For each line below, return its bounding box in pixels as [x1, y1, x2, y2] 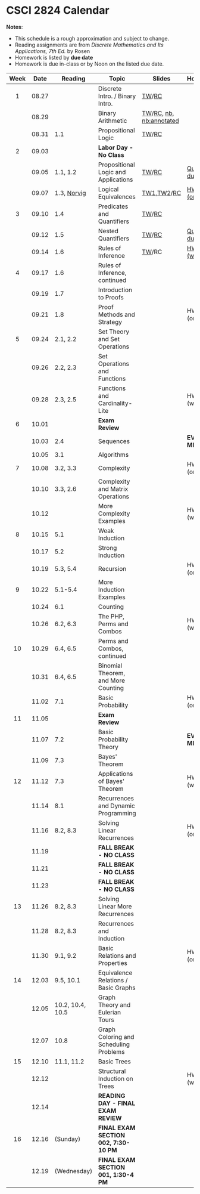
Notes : [6, 23, 23, 30]
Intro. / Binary [98, 92, 136, 100]
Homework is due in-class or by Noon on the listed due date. [14, 60, 164, 67]
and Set [98, 335, 120, 343]
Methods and [98, 310, 136, 318]
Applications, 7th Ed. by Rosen [14, 47, 90, 54]
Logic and [98, 168, 126, 176]
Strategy [98, 317, 123, 326]
